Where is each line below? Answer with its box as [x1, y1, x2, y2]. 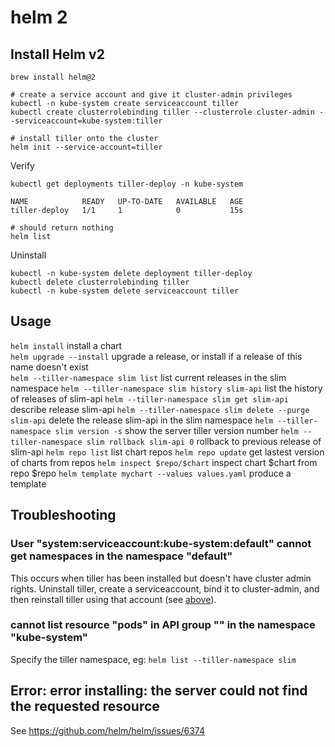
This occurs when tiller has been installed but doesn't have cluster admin [10, 572, 312, 584]
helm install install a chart [10, 339, 123, 351]
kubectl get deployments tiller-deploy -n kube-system [10, 179, 244, 189]
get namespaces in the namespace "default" [10, 549, 233, 563]
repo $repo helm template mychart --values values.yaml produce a [10, 467, 292, 479]
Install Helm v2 [10, 46, 105, 63]
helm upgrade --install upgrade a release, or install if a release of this [10, 350, 303, 362]
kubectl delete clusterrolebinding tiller [10, 277, 190, 287]
